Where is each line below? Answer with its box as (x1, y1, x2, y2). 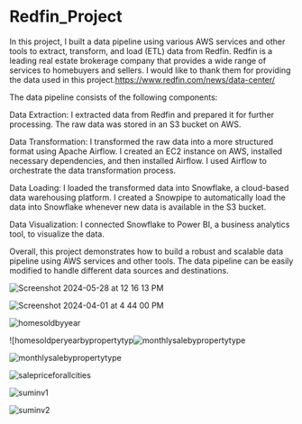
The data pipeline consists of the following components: (9, 92, 218, 103)
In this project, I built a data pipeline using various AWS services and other (9, 36, 286, 47)
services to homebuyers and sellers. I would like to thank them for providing (9, 65, 291, 76)
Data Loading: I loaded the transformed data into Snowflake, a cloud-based (9, 182, 289, 193)
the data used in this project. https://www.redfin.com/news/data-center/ (9, 74, 276, 85)
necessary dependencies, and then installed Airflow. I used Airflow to (9, 155, 268, 166)
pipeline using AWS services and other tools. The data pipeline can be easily (9, 255, 294, 266)
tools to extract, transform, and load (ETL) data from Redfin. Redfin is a (9, 45, 273, 56)
